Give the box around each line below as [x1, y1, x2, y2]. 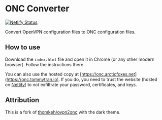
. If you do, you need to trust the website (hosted [58, 76, 158, 82]
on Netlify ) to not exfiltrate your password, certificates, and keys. [5, 81, 137, 87]
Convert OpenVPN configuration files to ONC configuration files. [5, 29, 136, 35]
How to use [5, 43, 40, 52]
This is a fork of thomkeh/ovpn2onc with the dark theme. [5, 109, 121, 115]
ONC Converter [5, 3, 70, 14]
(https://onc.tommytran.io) [5, 76, 59, 82]
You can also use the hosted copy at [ [5, 71, 82, 77]
